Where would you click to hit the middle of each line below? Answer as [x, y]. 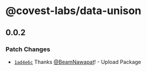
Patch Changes [28, 49]
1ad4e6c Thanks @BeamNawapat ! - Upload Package [78, 62]
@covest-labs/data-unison [73, 11]
